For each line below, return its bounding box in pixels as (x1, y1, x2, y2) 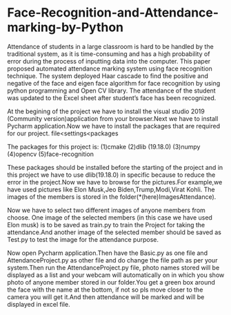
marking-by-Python (7, 19, 124, 35)
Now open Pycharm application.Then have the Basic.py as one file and (7, 249, 208, 257)
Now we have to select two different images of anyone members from (7, 206, 205, 214)
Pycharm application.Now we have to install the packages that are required (7, 122, 221, 130)
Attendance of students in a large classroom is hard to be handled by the (7, 42, 214, 50)
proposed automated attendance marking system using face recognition (7, 64, 212, 73)
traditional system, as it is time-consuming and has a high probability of (7, 50, 210, 58)
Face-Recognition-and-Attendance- (7, 5, 219, 21)
